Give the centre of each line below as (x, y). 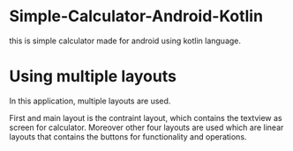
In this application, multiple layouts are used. (90, 101)
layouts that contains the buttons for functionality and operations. (128, 136)
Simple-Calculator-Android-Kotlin (136, 16)
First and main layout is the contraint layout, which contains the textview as (146, 117)
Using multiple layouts (93, 76)
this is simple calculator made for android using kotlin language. (125, 41)
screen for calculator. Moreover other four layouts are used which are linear (146, 127)
